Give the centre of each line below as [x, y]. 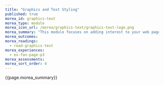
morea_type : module [25, 23]
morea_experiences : [25, 50]
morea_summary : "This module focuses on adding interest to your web [77, 32]
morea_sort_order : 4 [26, 64]
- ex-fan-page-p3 [27, 55]
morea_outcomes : [21, 37]
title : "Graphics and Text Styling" [42, 9]
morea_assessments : [25, 59]
